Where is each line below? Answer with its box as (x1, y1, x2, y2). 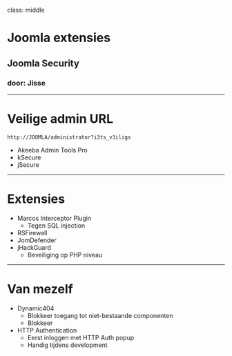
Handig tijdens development (27, 341, 108, 349)
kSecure (17, 153, 41, 161)
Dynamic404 (17, 304, 55, 313)
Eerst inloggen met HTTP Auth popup (27, 333, 135, 342)
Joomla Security (7, 57, 79, 69)
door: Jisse (7, 78, 46, 88)
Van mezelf (7, 281, 74, 297)
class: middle (7, 6, 45, 14)
